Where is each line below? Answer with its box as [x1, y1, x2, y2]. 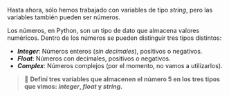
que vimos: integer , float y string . [24, 83, 123, 90]
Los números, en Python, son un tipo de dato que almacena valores [7, 27, 200, 34]
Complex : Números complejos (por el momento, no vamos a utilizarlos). [17, 62, 223, 69]
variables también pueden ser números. [7, 13, 121, 21]
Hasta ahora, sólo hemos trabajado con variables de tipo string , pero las [7, 6, 213, 14]
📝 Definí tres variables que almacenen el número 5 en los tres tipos [24, 75, 220, 83]
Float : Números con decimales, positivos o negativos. [17, 54, 171, 63]
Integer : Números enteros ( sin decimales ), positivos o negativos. [17, 47, 203, 55]
